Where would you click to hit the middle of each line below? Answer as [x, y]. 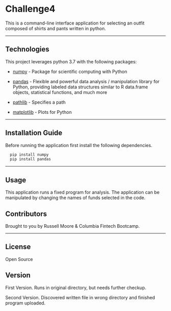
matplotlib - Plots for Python [42, 112]
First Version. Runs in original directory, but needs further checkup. [76, 288]
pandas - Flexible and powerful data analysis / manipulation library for [86, 81]
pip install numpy [30, 154]
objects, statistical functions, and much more [60, 92]
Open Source [19, 259]
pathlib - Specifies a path [39, 102]
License [18, 247]
